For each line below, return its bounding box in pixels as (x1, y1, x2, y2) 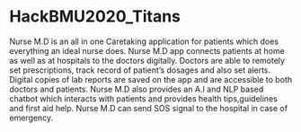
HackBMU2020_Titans (9, 6, 181, 27)
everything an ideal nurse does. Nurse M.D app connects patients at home (9, 45, 285, 56)
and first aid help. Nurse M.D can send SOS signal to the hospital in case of (9, 102, 288, 113)
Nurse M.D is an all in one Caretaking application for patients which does (9, 36, 279, 47)
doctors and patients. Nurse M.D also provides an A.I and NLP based (9, 84, 264, 94)
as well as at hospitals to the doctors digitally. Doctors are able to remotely (9, 55, 286, 66)
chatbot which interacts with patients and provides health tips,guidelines (9, 92, 279, 104)
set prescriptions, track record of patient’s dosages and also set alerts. (9, 65, 271, 75)
